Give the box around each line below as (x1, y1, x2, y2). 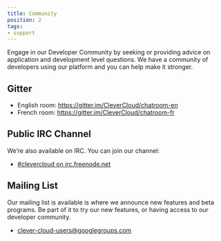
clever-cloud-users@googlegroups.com (17, 226, 132, 234)
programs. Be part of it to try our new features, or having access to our (7, 205, 209, 213)
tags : (7, 23, 23, 30)
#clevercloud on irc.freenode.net (17, 160, 111, 168)
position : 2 (7, 17, 41, 23)
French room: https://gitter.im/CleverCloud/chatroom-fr (17, 108, 175, 117)
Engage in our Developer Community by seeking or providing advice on (7, 48, 211, 56)
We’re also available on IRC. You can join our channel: (7, 146, 160, 155)
